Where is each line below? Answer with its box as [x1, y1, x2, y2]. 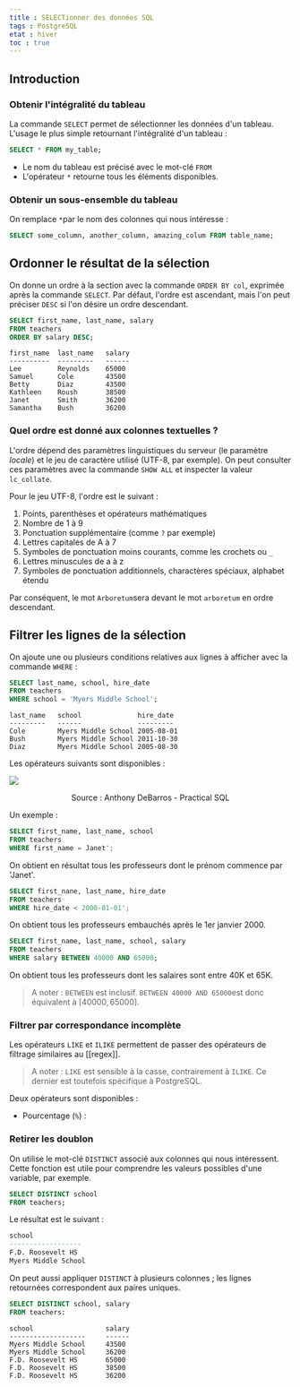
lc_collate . [9, 473, 52, 484]
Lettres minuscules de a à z [21, 556, 124, 566]
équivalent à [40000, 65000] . [30, 996, 141, 1008]
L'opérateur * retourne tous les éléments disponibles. [21, 171, 219, 182]
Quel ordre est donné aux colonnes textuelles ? [9, 425, 219, 437]
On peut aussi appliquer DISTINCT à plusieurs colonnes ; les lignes [9, 1272, 253, 1283]
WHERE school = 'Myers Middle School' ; [9, 695, 159, 704]
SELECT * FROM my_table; [9, 145, 102, 154]
